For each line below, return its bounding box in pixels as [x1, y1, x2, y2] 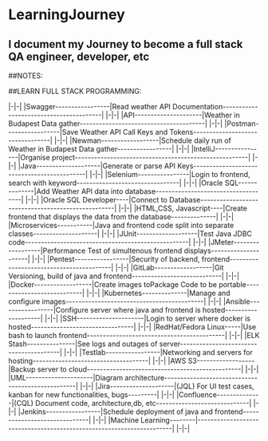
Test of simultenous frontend [87, 246, 183, 255]
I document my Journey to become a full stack [8, 37, 243, 51]
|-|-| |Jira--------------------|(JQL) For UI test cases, [79, 381, 254, 391]
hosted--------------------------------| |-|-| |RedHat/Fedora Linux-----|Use [8, 322, 257, 332]
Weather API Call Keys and [80, 128, 168, 136]
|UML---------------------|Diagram [8, 373, 124, 382]
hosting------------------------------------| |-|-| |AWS [8, 356, 187, 365]
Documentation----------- [172, 102, 258, 111]
